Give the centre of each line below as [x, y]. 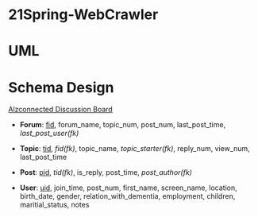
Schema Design [61, 87]
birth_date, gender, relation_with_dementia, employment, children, [127, 196]
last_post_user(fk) [49, 134]
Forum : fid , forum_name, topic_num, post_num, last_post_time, [123, 125]
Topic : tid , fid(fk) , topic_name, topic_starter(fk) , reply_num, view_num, [135, 149]
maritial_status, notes [54, 205]
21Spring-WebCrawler [83, 15]
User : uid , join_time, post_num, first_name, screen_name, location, [128, 188]
